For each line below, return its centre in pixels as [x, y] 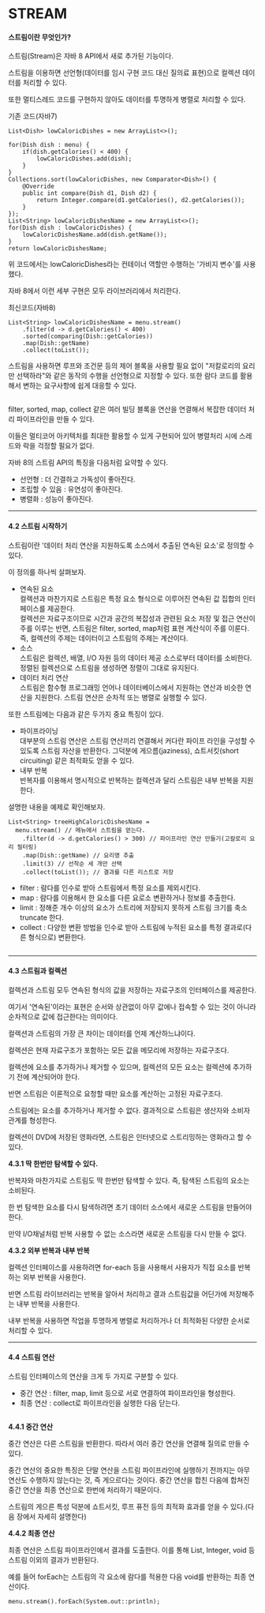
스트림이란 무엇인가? [40, 37]
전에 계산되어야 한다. [48, 1077]
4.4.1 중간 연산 [31, 1427]
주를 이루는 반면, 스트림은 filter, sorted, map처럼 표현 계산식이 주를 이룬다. [134, 628]
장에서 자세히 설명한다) [51, 1516]
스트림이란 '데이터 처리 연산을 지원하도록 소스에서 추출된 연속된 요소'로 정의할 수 [131, 545]
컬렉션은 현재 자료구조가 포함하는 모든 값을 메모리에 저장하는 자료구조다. [119, 1050]
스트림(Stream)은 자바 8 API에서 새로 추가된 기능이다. [91, 56]
